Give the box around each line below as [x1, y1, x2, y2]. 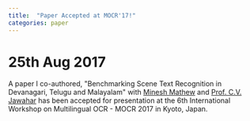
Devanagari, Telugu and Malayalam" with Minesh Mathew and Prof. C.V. [8, 88, 242, 97]
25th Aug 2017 [8, 53, 106, 71]
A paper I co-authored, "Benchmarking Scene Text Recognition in [8, 79, 222, 89]
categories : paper [8, 19, 69, 27]
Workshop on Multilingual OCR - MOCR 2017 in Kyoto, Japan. [8, 104, 208, 114]
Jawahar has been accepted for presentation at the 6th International [8, 96, 231, 105]
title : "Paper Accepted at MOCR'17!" [8, 11, 136, 20]
